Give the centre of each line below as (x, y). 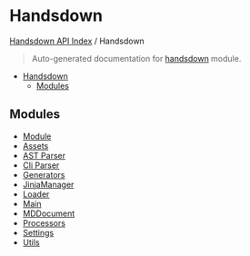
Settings (38, 232)
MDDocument (49, 213)
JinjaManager (48, 184)
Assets (35, 145)
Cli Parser (41, 165)
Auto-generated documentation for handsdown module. (136, 58)
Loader (36, 194)
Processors (44, 222)
